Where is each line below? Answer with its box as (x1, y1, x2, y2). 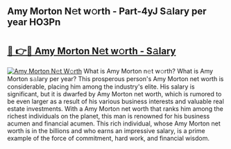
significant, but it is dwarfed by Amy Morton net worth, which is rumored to (7, 90, 222, 98)
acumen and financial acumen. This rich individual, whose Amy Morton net (7, 119, 221, 128)
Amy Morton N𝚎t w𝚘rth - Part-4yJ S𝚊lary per (7, 6, 207, 17)
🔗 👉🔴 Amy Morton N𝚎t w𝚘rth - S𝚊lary (7, 45, 176, 57)
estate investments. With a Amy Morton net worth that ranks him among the (7, 105, 223, 113)
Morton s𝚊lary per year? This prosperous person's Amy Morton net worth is (7, 75, 224, 82)
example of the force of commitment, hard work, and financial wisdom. (7, 134, 210, 142)
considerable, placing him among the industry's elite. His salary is (7, 82, 196, 91)
